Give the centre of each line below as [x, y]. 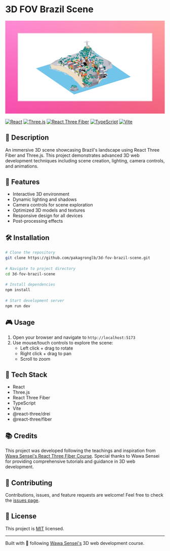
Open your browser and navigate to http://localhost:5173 [74, 337]
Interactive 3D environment [41, 194]
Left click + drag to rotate [47, 348]
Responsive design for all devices [48, 216]
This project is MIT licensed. [35, 528]
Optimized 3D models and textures [49, 210]
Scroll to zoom [35, 359]
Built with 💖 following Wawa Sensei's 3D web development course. [75, 543]
